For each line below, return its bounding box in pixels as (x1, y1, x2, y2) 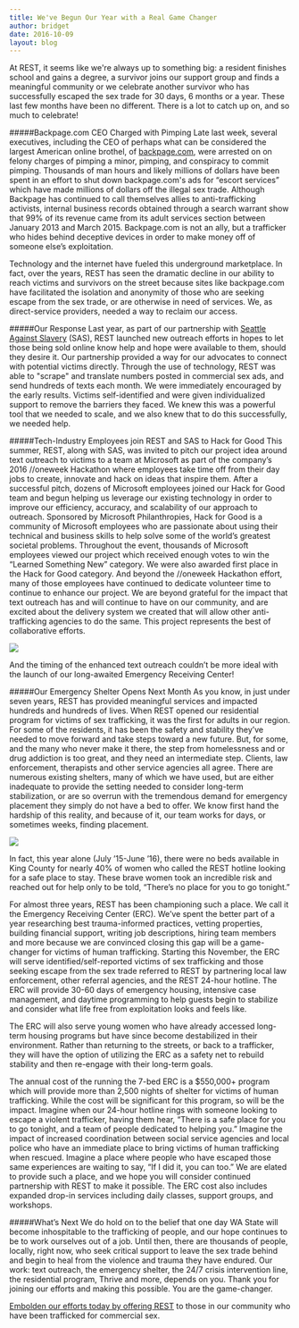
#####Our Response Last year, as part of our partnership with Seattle (9, 324, 266, 334)
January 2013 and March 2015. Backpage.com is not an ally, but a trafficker (9, 223, 287, 233)
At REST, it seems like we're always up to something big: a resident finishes (9, 63, 287, 73)
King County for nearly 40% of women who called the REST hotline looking (9, 863, 286, 874)
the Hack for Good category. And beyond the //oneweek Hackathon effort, (9, 568, 283, 579)
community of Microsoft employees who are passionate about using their (9, 521, 278, 532)
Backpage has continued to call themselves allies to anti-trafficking (9, 194, 256, 205)
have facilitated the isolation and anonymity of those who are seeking (9, 287, 265, 298)
